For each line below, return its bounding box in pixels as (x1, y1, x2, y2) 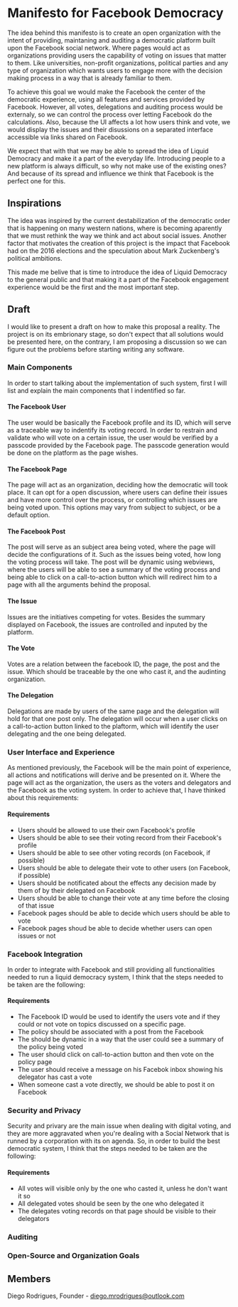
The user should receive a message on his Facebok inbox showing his (17, 1065, 224, 1074)
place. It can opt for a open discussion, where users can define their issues (7, 488, 228, 497)
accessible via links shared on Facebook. (7, 133, 128, 141)
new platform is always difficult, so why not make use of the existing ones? (7, 161, 227, 170)
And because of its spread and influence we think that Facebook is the (7, 169, 215, 178)
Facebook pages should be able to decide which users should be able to (17, 909, 231, 917)
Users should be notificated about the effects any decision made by (17, 879, 217, 887)
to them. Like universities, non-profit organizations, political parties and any (7, 58, 229, 67)
